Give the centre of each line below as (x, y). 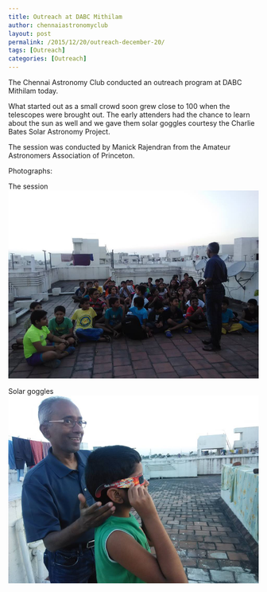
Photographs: (31, 171)
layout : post (30, 33)
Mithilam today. (33, 91)
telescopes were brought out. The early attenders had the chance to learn (129, 115)
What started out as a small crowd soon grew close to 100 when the (119, 106)
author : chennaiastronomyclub (58, 25)
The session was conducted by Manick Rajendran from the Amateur (120, 147)
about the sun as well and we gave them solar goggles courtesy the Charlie (132, 123)
